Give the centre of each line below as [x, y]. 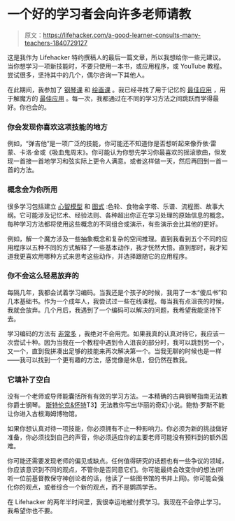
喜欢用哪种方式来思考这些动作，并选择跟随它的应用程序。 [108, 256]
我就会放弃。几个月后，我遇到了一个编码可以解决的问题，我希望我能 [105, 310]
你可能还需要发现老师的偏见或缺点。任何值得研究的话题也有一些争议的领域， [117, 461]
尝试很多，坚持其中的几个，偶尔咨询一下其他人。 [78, 75]
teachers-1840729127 [56, 43]
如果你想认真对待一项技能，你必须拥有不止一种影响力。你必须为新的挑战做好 [117, 429]
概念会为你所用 [33, 190]
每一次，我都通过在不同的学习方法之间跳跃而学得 [142, 98]
